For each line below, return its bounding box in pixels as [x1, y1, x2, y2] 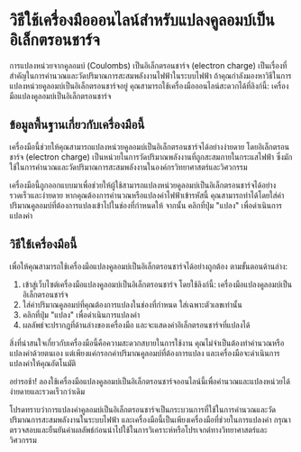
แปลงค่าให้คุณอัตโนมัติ [9, 357, 77, 368]
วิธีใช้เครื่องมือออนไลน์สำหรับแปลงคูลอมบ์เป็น [9, 10, 275, 31]
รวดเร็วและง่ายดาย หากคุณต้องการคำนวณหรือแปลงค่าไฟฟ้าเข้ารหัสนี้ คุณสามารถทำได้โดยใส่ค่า [9, 189, 285, 200]
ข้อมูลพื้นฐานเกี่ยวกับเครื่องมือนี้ [9, 117, 145, 133]
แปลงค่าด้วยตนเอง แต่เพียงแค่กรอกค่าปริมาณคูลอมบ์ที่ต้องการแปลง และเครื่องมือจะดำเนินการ [9, 347, 280, 358]
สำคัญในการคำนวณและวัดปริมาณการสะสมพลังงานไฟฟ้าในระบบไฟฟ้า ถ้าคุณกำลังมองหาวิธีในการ [9, 69, 292, 81]
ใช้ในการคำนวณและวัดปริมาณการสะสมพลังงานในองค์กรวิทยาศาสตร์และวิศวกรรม [9, 161, 248, 172]
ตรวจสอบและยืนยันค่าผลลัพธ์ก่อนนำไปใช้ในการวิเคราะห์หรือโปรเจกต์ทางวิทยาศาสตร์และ [9, 424, 268, 435]
